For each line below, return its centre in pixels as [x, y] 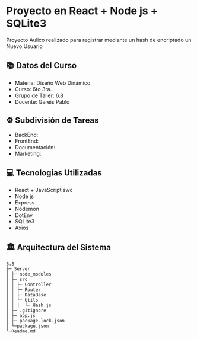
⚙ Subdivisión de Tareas [53, 121]
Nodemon [27, 209]
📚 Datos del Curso [42, 65]
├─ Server [18, 269]
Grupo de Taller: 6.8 [39, 95]
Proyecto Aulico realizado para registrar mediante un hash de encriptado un [99, 40]
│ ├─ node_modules [29, 274]
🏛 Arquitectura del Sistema [59, 247]
